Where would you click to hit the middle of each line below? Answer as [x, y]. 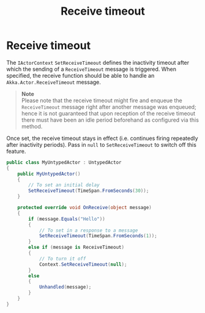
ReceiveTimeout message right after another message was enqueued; [109, 107]
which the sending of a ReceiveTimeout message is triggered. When [91, 69]
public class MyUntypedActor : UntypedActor [64, 162]
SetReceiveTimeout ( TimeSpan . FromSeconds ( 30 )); [89, 191]
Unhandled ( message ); [65, 287]
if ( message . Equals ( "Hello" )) [67, 219]
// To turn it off [62, 259]
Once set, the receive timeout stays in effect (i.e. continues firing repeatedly [102, 138]
